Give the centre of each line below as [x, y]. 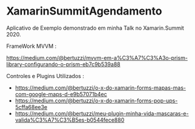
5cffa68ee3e [31, 107]
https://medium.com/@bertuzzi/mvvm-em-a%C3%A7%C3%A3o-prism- [97, 58]
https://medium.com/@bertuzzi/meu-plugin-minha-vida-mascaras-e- [102, 113]
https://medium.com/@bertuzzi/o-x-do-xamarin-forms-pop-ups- [96, 101]
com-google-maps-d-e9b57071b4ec [61, 94]
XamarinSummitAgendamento [84, 11]
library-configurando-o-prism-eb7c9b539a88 [63, 64]
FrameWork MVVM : [31, 46]
